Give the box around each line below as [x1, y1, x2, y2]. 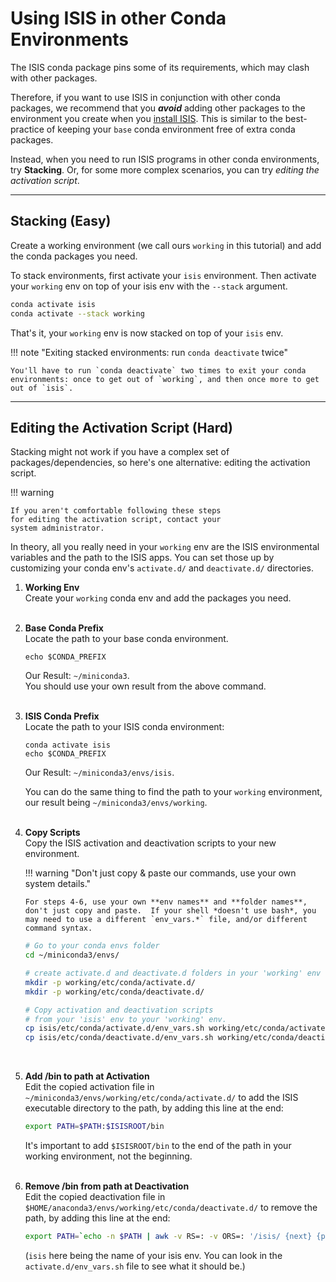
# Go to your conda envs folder [24, 941, 160, 951]
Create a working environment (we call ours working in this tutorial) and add [10, 239, 322, 251]
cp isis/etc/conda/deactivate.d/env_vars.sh [24, 1033, 214, 1043]
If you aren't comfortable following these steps [10, 506, 222, 516]
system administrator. [10, 523, 105, 534]
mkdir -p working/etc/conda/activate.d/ [24, 977, 196, 987]
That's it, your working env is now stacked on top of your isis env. [10, 327, 284, 339]
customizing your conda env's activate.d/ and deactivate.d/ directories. [10, 562, 314, 574]
